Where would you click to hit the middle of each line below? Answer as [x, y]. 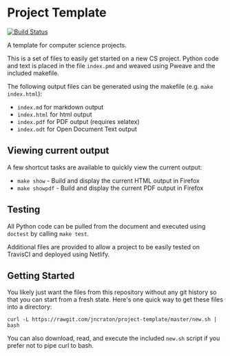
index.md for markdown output [60, 107]
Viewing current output [58, 150]
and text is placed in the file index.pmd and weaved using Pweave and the [111, 65]
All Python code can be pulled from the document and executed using [106, 226]
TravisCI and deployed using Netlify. [59, 254]
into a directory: [30, 307]
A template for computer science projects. [67, 45]
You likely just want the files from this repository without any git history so [112, 292]
